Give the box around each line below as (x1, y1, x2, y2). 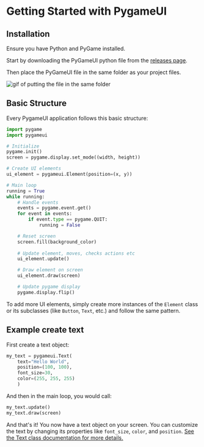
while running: (6, 193, 45, 200)
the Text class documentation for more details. (6, 434, 123, 441)
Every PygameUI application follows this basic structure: (6, 115, 148, 122)
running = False (38, 222, 81, 228)
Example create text (6, 325, 84, 335)
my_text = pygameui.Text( (6, 353, 72, 359)
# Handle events (17, 199, 59, 206)
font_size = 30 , (17, 370, 53, 376)
